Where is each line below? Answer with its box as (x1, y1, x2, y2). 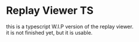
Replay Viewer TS (6, 4, 94, 17)
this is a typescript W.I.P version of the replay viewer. (6, 23, 134, 30)
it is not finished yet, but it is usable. (6, 29, 93, 36)
